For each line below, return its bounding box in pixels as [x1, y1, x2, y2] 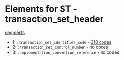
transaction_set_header [5, 14, 104, 25]
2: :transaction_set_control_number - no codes [12, 44, 108, 50]
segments [5, 30, 25, 35]
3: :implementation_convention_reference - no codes [12, 49, 120, 55]
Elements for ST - [5, 3, 77, 15]
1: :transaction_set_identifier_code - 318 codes [12, 39, 112, 45]
